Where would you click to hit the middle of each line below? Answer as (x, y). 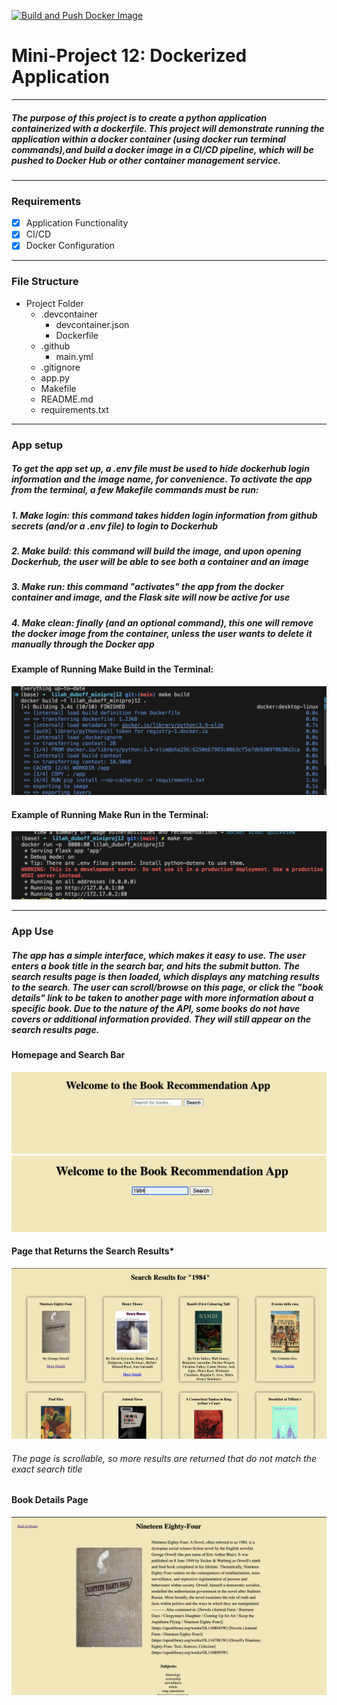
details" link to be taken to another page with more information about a (162, 997)
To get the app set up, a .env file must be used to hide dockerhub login (160, 469)
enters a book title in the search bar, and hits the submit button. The (156, 966)
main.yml (74, 356)
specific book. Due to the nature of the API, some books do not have (156, 1008)
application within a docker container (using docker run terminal (148, 139)
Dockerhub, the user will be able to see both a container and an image (160, 561)
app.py (55, 377)
